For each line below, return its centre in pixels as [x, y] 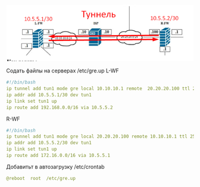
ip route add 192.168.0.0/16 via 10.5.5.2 [60, 107]
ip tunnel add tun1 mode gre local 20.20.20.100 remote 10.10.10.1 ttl [97, 137]
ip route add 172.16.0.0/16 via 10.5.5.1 [58, 156]
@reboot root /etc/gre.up [41, 178]
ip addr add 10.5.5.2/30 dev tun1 [49, 143]
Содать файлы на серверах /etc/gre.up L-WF [62, 71]
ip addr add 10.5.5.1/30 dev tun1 [49, 95]
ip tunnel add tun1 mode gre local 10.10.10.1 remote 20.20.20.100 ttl [98, 89]
